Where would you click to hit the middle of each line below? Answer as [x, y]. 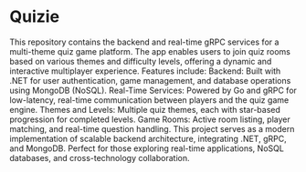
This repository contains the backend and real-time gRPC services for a [144, 42]
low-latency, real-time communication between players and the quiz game [149, 100]
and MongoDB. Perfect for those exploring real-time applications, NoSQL [147, 148]
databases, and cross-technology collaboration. [100, 157]
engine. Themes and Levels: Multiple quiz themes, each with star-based [145, 109]
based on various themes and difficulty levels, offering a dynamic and [141, 61]
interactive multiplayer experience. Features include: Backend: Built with [145, 71]
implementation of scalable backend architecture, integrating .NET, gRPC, [148, 138]
